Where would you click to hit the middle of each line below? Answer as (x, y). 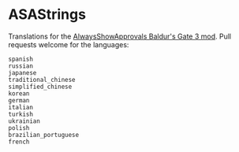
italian (21, 107)
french (19, 142)
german (19, 100)
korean (19, 93)
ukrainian (24, 121)
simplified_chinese (40, 87)
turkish (21, 114)
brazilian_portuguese (44, 135)
